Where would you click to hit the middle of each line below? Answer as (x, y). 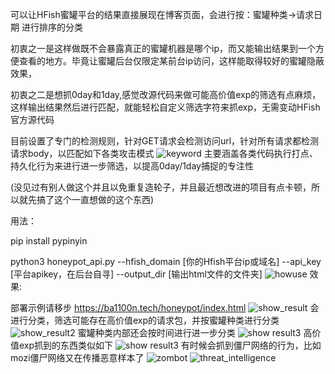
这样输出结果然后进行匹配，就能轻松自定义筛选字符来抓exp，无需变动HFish (165, 107)
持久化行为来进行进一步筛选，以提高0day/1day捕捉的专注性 (132, 166)
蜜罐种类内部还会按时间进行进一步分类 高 (195, 332)
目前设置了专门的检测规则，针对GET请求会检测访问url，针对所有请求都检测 (165, 141)
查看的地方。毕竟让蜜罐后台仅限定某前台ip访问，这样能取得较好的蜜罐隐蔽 (171, 61)
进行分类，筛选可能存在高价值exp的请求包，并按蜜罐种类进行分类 (145, 320)
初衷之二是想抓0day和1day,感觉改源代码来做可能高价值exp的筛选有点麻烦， (166, 94)
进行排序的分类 (52, 27)
